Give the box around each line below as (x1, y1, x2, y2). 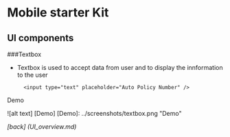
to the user (16, 71, 48, 79)
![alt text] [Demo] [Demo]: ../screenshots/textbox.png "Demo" (7, 110, 182, 117)
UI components (7, 32, 74, 44)
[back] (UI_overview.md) (7, 123, 77, 131)
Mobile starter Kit (7, 5, 109, 21)
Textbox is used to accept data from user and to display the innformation (16, 64, 223, 71)
